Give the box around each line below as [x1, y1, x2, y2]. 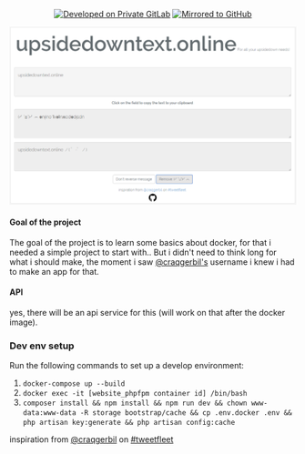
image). [9, 317, 38, 328]
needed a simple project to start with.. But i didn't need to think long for [9, 247, 278, 257]
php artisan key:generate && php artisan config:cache [22, 419, 236, 428]
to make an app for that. [9, 266, 100, 277]
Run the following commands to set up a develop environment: [9, 360, 244, 371]
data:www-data [22, 409, 76, 418]
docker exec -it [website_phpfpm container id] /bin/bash [22, 389, 248, 399]
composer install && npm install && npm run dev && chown [22, 399, 248, 409]
